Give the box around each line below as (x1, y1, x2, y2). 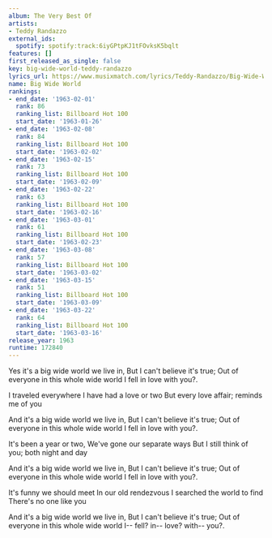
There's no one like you (8, 497, 87, 506)
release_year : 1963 (8, 336, 74, 345)
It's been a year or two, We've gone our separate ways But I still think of (8, 439, 249, 449)
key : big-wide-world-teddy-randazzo (8, 65, 132, 73)
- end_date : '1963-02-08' (8, 125, 96, 133)
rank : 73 (15, 163, 45, 171)
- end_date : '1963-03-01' (8, 216, 96, 224)
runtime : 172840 (8, 344, 63, 352)
